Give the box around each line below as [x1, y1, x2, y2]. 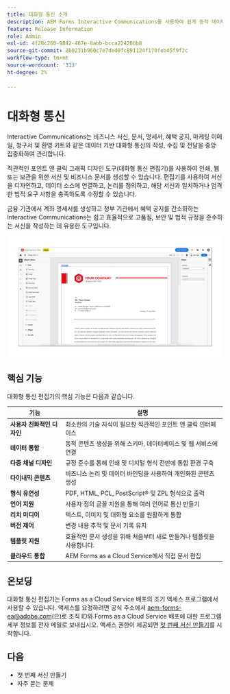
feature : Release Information [7, 25, 94, 32]
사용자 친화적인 [10, 420, 51, 428]
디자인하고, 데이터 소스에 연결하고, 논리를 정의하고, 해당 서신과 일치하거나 [14, 182, 210, 190]
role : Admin [7, 33, 41, 40]
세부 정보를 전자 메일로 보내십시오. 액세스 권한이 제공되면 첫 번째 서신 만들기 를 [7, 621, 216, 629]
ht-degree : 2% [7, 69, 48, 75]
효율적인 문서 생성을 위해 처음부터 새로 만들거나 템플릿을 [64, 532, 215, 540]
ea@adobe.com [7, 612, 52, 621]
